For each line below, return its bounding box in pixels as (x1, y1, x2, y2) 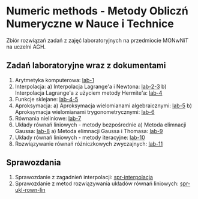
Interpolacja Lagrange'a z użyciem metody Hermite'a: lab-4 (14, 89, 163, 97)
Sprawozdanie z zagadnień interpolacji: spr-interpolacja (14, 173, 153, 180)
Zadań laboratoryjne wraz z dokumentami (6, 61, 166, 71)
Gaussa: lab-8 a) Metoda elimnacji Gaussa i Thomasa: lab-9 (14, 127, 163, 134)
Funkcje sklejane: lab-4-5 (14, 95, 79, 102)
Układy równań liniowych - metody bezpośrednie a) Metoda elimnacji (14, 121, 187, 128)
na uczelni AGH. (6, 43, 46, 50)
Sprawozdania (6, 158, 61, 168)
